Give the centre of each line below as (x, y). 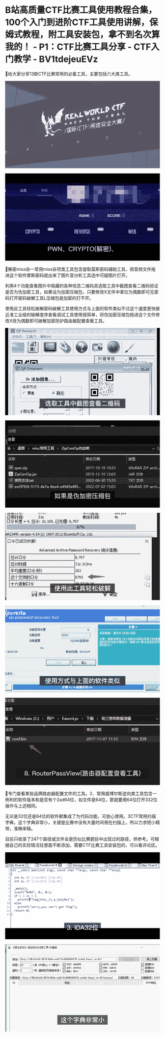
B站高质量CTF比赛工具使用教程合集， (81, 10)
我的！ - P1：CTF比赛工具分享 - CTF (78, 47)
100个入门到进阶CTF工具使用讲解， (77, 22)
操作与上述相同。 (22, 806)
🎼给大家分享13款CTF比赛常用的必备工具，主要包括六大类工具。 (69, 74)
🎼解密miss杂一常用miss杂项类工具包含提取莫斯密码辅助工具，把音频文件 (78, 269)
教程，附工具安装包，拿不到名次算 (91, 35)
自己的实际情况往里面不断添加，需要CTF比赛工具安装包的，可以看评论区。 (84, 845)
